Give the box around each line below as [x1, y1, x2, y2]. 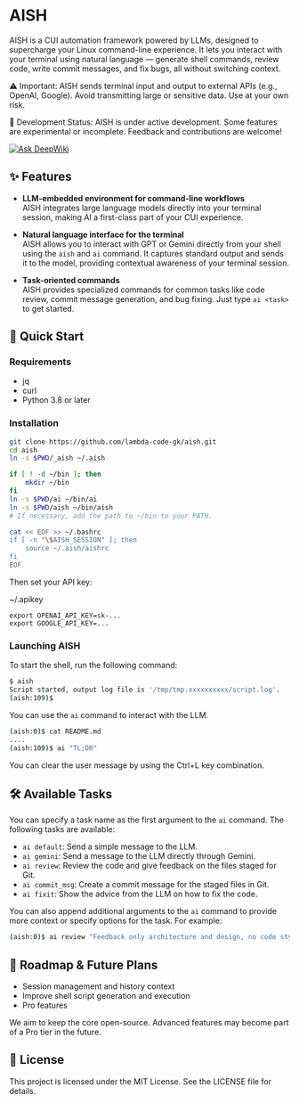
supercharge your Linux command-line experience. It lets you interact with [9, 44, 283, 54]
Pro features [21, 1000, 69, 1011]
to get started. [21, 303, 75, 314]
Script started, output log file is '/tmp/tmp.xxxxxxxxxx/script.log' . [9, 685, 280, 695]
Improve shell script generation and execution [21, 991, 190, 1001]
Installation [9, 417, 60, 429]
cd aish [9, 445, 38, 454]
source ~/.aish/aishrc [25, 544, 109, 553]
